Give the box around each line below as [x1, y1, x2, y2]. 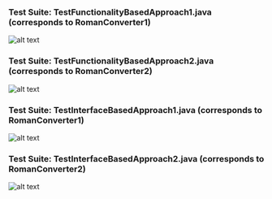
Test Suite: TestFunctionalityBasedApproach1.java [8, 6, 213, 18]
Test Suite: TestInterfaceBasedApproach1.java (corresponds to [8, 104, 262, 115]
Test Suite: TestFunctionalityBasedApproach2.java [8, 55, 214, 67]
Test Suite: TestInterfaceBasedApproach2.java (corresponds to [8, 153, 265, 164]
